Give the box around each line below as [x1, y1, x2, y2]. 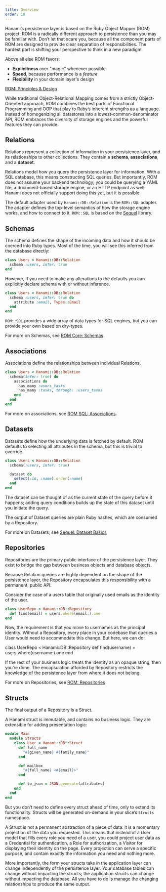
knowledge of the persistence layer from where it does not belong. [5, 670, 141, 676]
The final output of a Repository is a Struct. [5, 707, 93, 713]
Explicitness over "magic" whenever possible [12, 65, 106, 72]
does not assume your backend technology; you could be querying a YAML [5, 179, 159, 185]
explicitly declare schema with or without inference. [5, 281, 110, 287]
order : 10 [5, 12, 26, 17]
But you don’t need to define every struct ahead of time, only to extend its [5, 804, 156, 810]
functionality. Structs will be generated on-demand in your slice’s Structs [5, 809, 154, 815]
